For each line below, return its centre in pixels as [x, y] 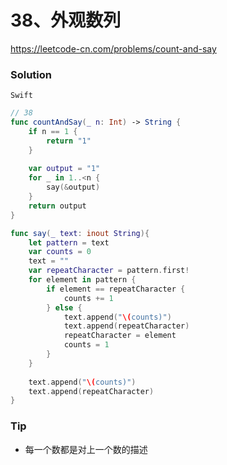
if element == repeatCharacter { [116, 289]
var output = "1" [64, 169]
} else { [64, 307]
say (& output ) [73, 187]
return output [57, 206]
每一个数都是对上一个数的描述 [86, 449]
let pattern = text [69, 242]
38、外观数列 [66, 20]
